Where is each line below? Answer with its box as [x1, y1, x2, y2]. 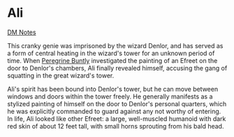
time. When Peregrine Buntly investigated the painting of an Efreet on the [7, 56, 218, 64]
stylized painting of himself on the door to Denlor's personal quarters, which [7, 99, 227, 108]
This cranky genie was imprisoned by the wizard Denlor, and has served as [7, 41, 224, 50]
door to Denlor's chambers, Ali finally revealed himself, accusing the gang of [7, 64, 228, 72]
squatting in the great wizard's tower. [7, 71, 115, 80]
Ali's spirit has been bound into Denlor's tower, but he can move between [7, 85, 219, 93]
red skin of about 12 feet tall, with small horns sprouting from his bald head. [7, 122, 224, 130]
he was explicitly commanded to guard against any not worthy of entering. [7, 107, 221, 115]
